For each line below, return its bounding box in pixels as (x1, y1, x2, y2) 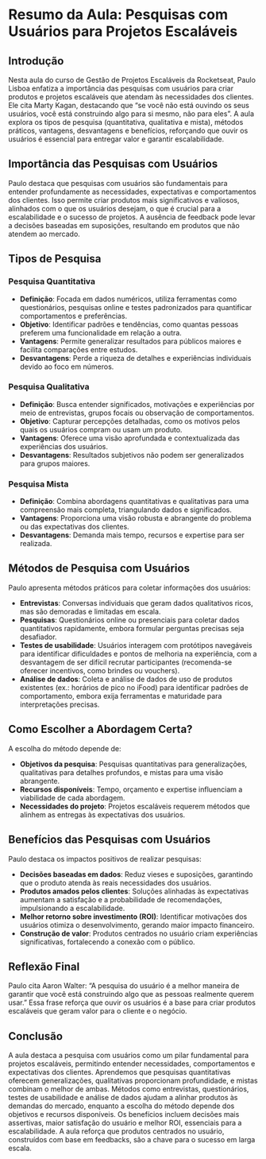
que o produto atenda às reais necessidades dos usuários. (19, 878, 212, 887)
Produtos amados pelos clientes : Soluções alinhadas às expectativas (19, 886, 249, 896)
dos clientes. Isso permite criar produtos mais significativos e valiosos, (8, 195, 240, 204)
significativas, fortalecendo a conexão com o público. (19, 936, 196, 947)
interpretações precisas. (19, 700, 100, 709)
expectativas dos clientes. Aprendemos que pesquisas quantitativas (8, 1068, 231, 1077)
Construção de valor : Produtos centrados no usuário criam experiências (19, 928, 258, 938)
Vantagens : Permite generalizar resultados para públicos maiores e (19, 336, 242, 346)
